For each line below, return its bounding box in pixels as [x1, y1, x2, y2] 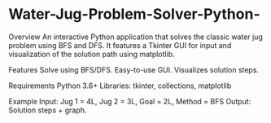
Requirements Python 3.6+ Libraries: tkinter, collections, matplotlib [8, 81, 232, 90]
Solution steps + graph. [8, 105, 87, 115]
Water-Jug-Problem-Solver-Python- [8, 5, 260, 24]
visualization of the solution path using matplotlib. [8, 49, 175, 59]
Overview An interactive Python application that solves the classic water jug [8, 32, 263, 42]
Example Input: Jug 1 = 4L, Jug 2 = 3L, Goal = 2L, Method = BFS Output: [8, 96, 251, 106]
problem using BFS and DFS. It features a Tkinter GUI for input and [8, 40, 232, 50]
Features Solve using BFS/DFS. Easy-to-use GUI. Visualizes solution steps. [8, 64, 259, 74]
